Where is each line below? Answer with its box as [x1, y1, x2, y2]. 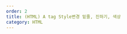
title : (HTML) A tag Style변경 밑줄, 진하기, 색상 [6, 14, 121, 20]
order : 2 [6, 8, 28, 14]
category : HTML [6, 19, 43, 25]
